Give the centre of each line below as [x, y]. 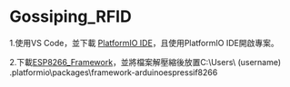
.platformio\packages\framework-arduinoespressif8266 [114, 72]
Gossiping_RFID [70, 17]
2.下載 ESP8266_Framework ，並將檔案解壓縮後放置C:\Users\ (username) [145, 62]
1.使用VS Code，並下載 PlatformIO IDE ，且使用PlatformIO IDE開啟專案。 [144, 43]
